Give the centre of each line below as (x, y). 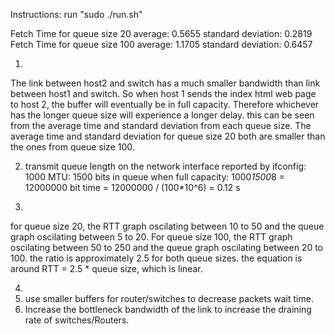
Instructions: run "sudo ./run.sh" (76, 14)
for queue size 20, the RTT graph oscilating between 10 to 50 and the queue (167, 226)
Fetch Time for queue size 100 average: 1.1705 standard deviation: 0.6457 (161, 44)
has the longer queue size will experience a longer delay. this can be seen (162, 115)
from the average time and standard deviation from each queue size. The (161, 125)
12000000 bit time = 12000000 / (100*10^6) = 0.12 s (132, 187)
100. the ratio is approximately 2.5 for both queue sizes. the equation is (156, 258)
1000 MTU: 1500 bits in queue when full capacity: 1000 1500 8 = (154, 177)
